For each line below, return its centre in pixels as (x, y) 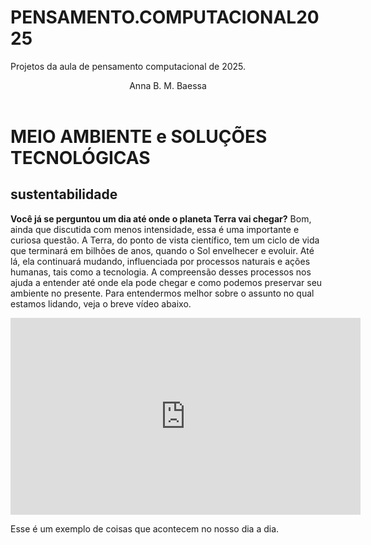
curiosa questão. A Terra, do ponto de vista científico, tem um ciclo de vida (165, 240)
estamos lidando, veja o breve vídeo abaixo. (101, 303)
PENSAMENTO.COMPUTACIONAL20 (165, 17)
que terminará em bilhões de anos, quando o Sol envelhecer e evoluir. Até (162, 250)
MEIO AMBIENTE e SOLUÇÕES (139, 136)
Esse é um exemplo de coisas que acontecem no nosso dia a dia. (145, 528)
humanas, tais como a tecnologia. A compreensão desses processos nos (161, 272)
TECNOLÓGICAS (80, 157)
